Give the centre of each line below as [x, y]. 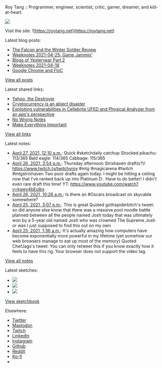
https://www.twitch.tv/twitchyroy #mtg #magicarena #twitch [72, 168]
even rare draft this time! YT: [41, 184]
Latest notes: [18, 144]
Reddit [18, 351]
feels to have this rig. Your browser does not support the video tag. [79, 251]
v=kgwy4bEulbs [28, 189]
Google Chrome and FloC [37, 70]
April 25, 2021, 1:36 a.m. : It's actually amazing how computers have [80, 231]
